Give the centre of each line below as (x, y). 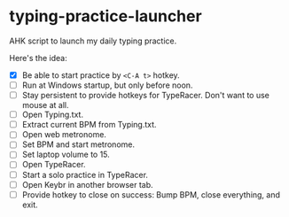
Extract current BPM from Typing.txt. (89, 125)
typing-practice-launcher (105, 16)
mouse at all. (45, 105)
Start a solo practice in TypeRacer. (85, 174)
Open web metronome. (64, 135)
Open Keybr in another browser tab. (87, 184)
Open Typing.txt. (53, 115)
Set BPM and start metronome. (78, 144)
